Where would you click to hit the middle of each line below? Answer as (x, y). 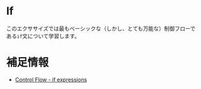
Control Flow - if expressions (51, 79)
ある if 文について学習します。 (43, 36)
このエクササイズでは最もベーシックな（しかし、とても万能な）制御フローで (101, 28)
